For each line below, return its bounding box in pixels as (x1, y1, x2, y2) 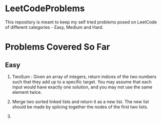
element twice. (12, 89, 42, 95)
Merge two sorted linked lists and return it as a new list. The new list (12, 99, 149, 104)
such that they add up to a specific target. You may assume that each (12, 79, 152, 84)
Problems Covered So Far (5, 41, 110, 53)
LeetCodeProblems (5, 3, 85, 14)
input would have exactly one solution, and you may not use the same (12, 84, 153, 90)
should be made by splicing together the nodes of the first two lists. (12, 103, 148, 110)
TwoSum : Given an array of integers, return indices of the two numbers (12, 74, 157, 80)
